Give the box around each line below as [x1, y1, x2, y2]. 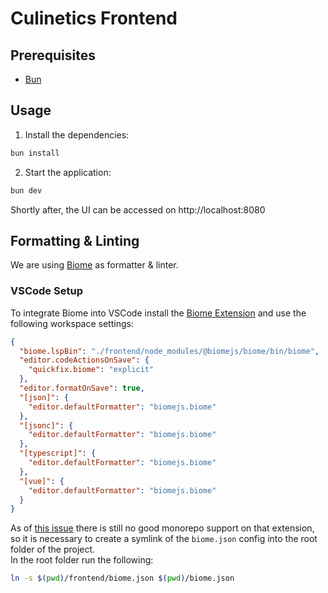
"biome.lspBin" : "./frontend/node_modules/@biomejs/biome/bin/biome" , [19, 346, 320, 356]
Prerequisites [10, 47, 96, 64]
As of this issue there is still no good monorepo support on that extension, [10, 522, 315, 534]
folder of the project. [10, 543, 96, 556]
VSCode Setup [10, 284, 83, 298]
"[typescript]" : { [19, 448, 97, 459]
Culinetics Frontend [10, 7, 178, 30]
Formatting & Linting [10, 232, 140, 249]
